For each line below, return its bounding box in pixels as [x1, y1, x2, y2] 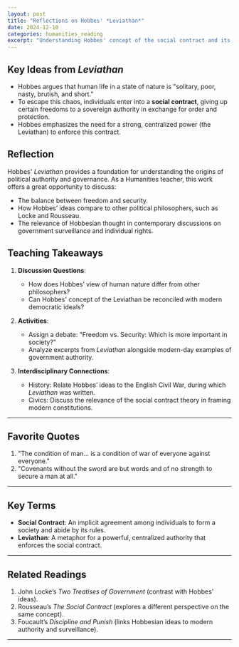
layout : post [7, 10, 46, 18]
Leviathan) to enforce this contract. [17, 128, 121, 136]
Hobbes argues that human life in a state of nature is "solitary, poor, [17, 82, 216, 90]
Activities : [17, 316, 49, 325]
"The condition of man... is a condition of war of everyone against [17, 450, 211, 458]
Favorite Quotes [7, 430, 80, 442]
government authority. [28, 353, 94, 361]
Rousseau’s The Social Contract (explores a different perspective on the [17, 603, 230, 611]
